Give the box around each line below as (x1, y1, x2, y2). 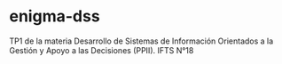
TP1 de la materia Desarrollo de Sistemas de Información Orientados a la (9, 36, 274, 46)
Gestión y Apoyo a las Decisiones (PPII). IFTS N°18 (9, 44, 194, 55)
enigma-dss (9, 6, 100, 27)
